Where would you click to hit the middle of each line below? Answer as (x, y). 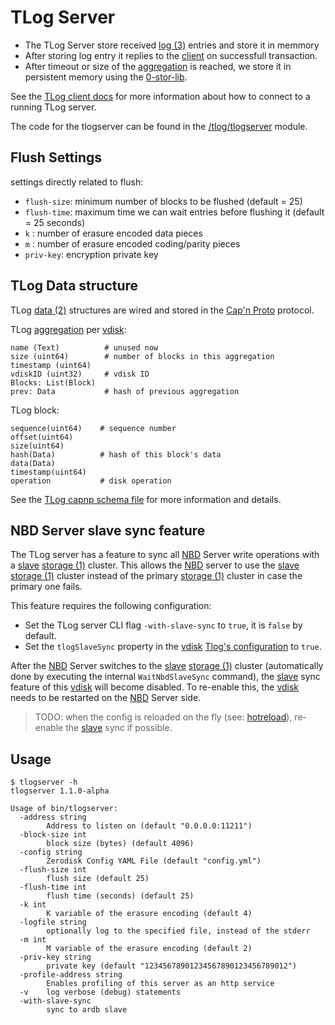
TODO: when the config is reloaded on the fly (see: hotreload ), (163, 717)
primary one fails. (46, 587)
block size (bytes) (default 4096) (120, 844)
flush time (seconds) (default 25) (120, 896)
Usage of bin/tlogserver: (64, 809)
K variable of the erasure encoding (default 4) (149, 914)
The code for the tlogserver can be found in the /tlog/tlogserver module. (159, 126)
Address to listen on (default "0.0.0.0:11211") (149, 826)
